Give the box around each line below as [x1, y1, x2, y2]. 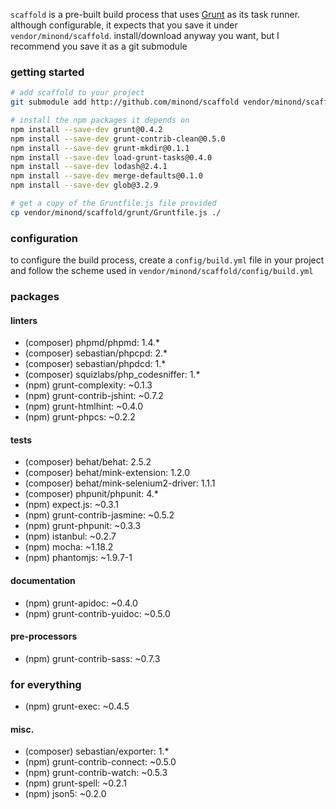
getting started [10, 65, 85, 79]
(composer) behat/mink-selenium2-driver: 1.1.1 [24, 477, 216, 489]
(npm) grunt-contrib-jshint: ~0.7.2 [24, 390, 164, 402]
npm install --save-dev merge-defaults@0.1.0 [10, 171, 203, 181]
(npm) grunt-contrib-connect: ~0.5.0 [24, 756, 177, 768]
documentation [10, 575, 76, 587]
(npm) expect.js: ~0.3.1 [24, 499, 119, 511]
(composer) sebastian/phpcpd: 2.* [24, 347, 168, 359]
